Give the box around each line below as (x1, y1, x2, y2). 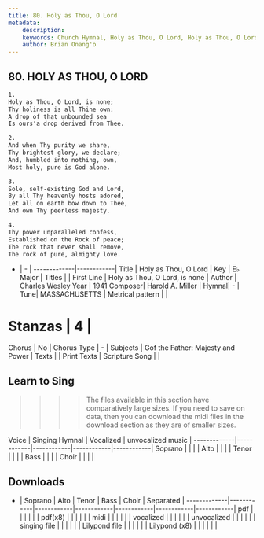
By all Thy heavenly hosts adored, (8, 192, 125, 201)
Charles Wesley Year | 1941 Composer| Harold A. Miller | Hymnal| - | (19, 281, 240, 291)
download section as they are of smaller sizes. (86, 420, 236, 429)
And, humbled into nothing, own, (8, 156, 118, 164)
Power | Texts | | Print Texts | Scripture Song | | (8, 352, 161, 361)
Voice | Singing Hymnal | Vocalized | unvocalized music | (8, 436, 192, 445)
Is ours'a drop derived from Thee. (8, 120, 125, 128)
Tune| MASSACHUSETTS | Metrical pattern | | (19, 289, 168, 299)
